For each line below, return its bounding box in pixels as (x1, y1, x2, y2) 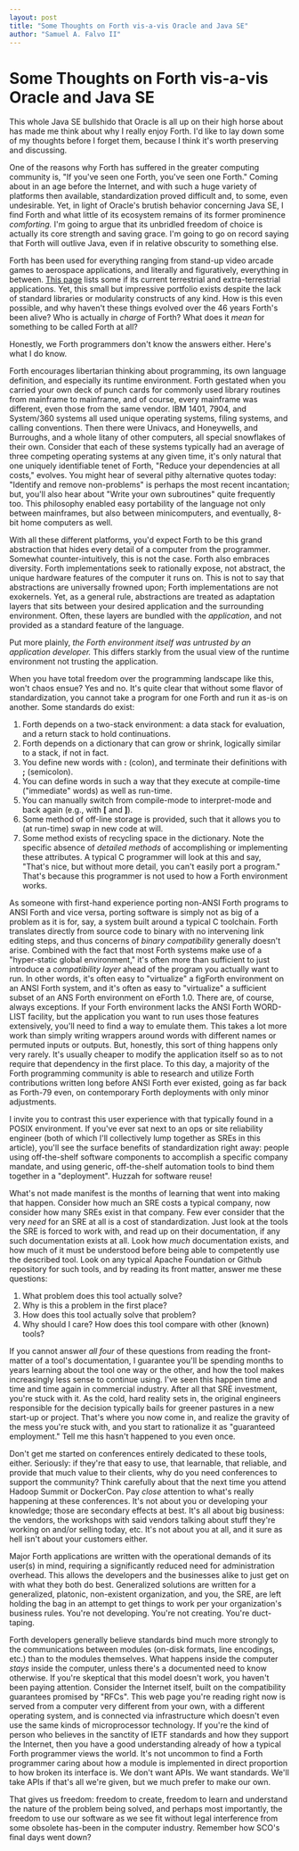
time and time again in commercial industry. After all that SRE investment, (9, 1384, 278, 1394)
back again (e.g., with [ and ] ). (21, 805, 133, 815)
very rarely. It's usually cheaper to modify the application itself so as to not (9, 1049, 283, 1060)
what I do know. (9, 349, 68, 359)
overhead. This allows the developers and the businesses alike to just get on (9, 1570, 289, 1581)
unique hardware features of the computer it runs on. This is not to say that (9, 573, 285, 583)
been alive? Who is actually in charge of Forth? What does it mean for (9, 312, 265, 323)
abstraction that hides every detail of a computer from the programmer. (9, 544, 271, 555)
